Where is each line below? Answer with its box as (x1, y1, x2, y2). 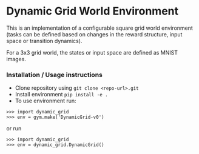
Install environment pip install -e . (15, 91, 108, 98)
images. (6, 55, 26, 62)
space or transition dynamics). (6, 37, 83, 44)
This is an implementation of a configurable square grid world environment (6, 24, 193, 32)
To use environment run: (15, 97, 77, 104)
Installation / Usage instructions (6, 70, 103, 79)
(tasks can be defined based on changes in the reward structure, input (6, 30, 183, 38)
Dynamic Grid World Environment (6, 4, 179, 18)
